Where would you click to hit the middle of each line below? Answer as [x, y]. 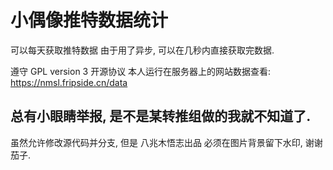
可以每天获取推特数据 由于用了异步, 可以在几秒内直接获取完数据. [142, 50]
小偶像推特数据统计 [89, 20]
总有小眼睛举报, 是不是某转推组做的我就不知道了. [161, 116]
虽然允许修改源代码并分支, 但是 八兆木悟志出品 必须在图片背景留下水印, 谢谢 [166, 142]
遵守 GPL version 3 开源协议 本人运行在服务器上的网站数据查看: [141, 71]
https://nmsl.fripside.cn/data [69, 82]
